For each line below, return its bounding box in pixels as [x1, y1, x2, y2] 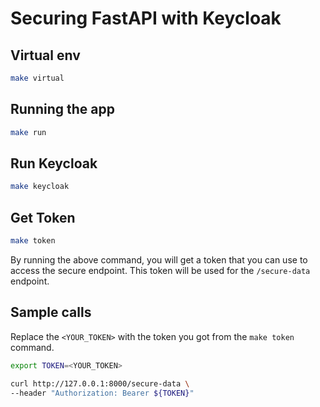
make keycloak [10, 182, 70, 192]
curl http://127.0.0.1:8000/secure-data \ [10, 378, 190, 389]
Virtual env [10, 47, 81, 64]
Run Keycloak [10, 155, 98, 172]
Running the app [10, 101, 115, 118]
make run [10, 127, 47, 137]
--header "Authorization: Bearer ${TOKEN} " [10, 388, 195, 398]
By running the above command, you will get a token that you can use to [10, 253, 308, 266]
